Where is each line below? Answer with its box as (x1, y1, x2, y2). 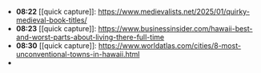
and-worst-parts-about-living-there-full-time (15, 32, 165, 42)
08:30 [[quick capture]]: (15, 41, 98, 51)
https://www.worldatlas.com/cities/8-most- (98, 41, 242, 51)
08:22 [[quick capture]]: (15, 7, 97, 16)
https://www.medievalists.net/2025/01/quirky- (98, 7, 251, 16)
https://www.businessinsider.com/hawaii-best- (98, 24, 254, 33)
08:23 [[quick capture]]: (15, 24, 97, 33)
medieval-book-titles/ (15, 15, 87, 25)
